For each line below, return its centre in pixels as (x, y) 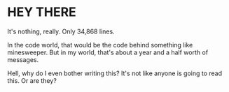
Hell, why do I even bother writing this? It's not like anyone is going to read (115, 73)
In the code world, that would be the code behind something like (100, 45)
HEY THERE (42, 12)
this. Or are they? (32, 80)
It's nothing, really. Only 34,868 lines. (61, 31)
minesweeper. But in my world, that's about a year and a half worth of (108, 52)
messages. (23, 59)
